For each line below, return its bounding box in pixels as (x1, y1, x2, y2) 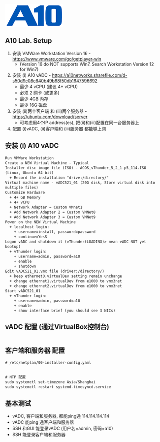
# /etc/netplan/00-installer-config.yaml (5, 360, 92, 365)
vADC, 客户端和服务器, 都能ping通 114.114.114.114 (12, 413, 110, 419)
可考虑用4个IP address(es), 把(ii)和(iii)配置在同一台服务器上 (19, 120, 139, 126)
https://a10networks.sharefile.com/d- (52, 72, 128, 78)
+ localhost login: (9, 224, 50, 229)
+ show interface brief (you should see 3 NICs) (14, 308, 116, 313)
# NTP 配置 (5, 375, 26, 380)
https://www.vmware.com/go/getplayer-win (12, 56, 102, 62)
